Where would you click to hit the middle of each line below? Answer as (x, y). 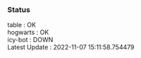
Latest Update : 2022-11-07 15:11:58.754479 (71, 48)
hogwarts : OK (28, 32)
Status (19, 10)
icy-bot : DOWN (30, 40)
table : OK (22, 25)
